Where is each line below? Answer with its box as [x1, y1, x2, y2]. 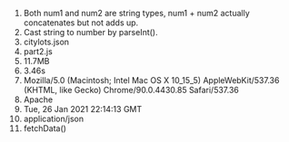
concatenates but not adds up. [23, 17, 139, 28]
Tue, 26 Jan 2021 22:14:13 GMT [23, 104, 143, 114]
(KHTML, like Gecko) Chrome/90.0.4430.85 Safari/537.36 [23, 85, 240, 95]
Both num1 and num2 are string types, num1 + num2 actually [23, 8, 251, 18]
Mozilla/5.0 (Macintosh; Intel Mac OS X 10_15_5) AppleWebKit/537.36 [23, 75, 280, 85]
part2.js [23, 46, 53, 57]
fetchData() [23, 123, 67, 134]
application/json [23, 113, 85, 124]
